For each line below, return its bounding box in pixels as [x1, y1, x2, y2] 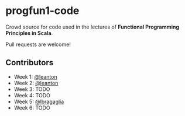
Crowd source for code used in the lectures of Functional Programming [5, 23, 180, 30]
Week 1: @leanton [13, 73, 57, 80]
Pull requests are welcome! [5, 41, 71, 48]
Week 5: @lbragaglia [13, 98, 64, 105]
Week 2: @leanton [13, 79, 59, 86]
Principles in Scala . [5, 29, 53, 36]
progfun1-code [5, 4, 80, 17]
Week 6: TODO [13, 104, 50, 111]
